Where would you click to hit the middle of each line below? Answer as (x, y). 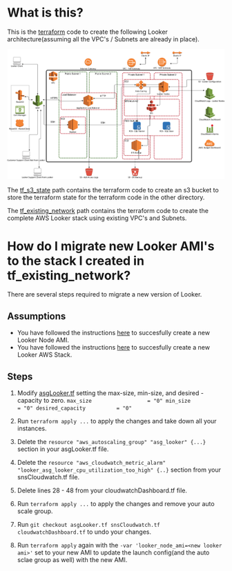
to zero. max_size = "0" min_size (117, 400)
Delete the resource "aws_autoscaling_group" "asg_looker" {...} (112, 441)
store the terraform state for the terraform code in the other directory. (106, 197)
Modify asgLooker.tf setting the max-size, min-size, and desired (108, 393)
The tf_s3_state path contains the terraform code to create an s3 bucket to (113, 190)
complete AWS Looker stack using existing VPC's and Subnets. (97, 218)
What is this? (46, 13)
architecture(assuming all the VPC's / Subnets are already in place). (104, 39)
